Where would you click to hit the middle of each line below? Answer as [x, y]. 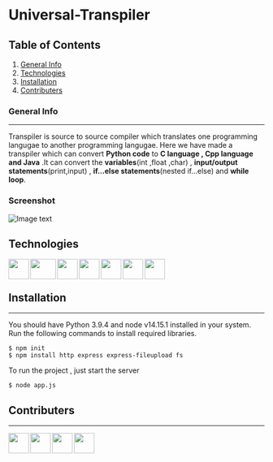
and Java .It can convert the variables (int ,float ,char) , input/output [123, 162]
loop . [17, 179]
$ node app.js [32, 386]
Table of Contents [55, 45]
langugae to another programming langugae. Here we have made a [121, 145]
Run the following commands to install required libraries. [103, 334]
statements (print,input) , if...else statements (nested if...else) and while [129, 171]
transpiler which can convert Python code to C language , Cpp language [131, 154]
